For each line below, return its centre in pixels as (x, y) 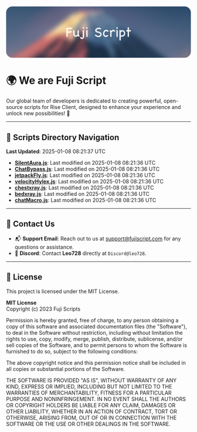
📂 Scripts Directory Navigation (63, 137)
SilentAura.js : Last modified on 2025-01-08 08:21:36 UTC (85, 163)
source (15, 107)
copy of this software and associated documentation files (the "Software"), (97, 326)
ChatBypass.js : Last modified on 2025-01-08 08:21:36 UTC (87, 169)
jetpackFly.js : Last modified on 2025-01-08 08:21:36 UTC (85, 175)
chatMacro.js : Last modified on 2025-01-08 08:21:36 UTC (85, 200)
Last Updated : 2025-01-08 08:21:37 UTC (56, 152)
